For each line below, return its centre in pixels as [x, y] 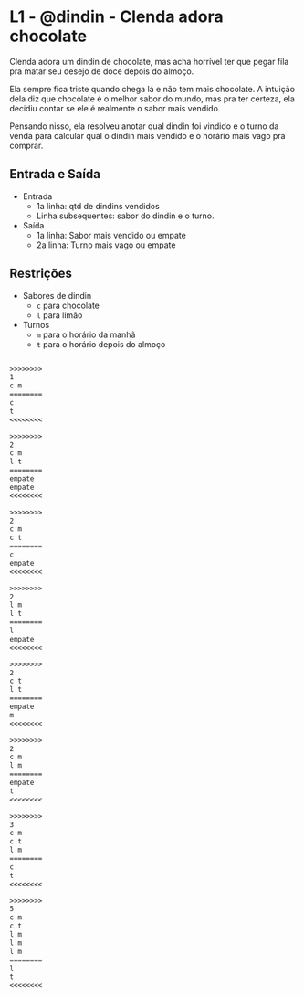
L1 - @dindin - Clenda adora [116, 17]
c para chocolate [68, 305]
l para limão [59, 315]
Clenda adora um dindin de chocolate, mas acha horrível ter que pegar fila [149, 61]
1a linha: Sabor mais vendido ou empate [111, 235]
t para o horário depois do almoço [101, 344]
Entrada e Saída [55, 174]
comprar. [26, 145]
